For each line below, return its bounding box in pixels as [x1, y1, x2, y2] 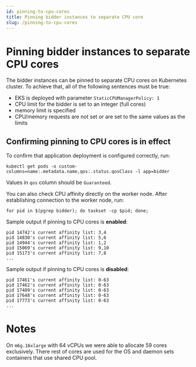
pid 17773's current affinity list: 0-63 [6, 298, 109, 303]
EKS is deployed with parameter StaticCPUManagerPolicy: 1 [14, 95, 160, 102]
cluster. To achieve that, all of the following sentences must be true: [6, 83, 171, 90]
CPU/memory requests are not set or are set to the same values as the [14, 113, 185, 121]
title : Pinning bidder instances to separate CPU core [6, 14, 144, 20]
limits [14, 119, 28, 126]
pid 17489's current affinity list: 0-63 [6, 288, 109, 293]
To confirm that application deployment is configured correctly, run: [6, 152, 171, 159]
